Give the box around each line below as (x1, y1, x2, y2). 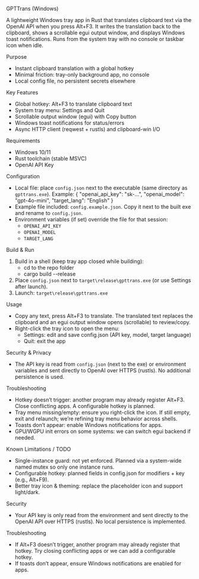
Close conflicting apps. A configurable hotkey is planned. (14, 403, 156, 409)
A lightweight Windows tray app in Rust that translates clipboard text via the (6, 17, 192, 23)
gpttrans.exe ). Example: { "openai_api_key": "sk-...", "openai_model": (14, 191, 185, 198)
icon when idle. (6, 42, 43, 49)
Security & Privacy (6, 349, 52, 356)
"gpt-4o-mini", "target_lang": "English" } (14, 197, 114, 204)
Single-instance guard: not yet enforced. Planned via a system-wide (14, 457, 182, 464)
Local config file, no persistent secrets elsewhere (14, 77, 135, 84)
